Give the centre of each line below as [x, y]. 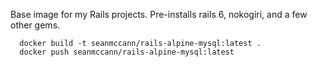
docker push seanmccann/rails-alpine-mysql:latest [127, 52]
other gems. [35, 25]
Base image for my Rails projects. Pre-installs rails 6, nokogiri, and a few [159, 14]
